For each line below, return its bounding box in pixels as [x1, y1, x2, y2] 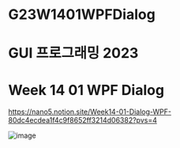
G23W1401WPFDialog [8, 6, 156, 24]
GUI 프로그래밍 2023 [8, 44, 139, 63]
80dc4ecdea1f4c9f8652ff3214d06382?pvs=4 [8, 116, 158, 125]
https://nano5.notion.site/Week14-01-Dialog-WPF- [8, 107, 172, 116]
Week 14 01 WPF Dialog [8, 81, 164, 99]
